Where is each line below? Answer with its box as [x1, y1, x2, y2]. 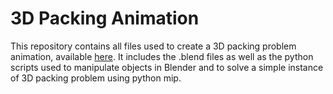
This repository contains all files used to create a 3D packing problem [10, 40, 297, 52]
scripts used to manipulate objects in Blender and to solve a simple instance [10, 61, 324, 73]
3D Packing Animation [10, 7, 200, 30]
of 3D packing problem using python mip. [10, 72, 182, 84]
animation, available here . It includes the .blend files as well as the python [10, 50, 314, 62]
